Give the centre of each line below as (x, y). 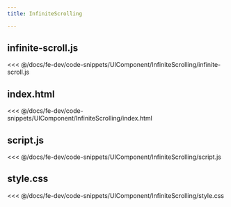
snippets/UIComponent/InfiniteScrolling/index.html (80, 118)
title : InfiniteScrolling (45, 14)
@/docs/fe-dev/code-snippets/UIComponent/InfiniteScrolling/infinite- (121, 65)
